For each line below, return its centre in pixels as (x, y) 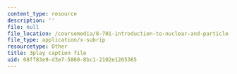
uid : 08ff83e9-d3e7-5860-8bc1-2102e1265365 (72, 60)
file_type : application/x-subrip (56, 40)
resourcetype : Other (38, 47)
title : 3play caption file (47, 54)
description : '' (31, 20)
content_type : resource (42, 14)
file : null (23, 27)
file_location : (30, 33)
